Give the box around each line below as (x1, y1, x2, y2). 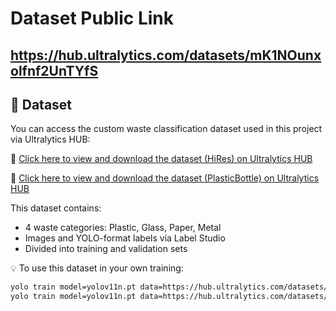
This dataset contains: (10, 202, 102, 214)
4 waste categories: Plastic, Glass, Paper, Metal (24, 222, 222, 234)
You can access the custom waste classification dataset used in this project (10, 123, 323, 135)
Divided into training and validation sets (24, 243, 188, 255)
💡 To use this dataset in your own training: (10, 262, 184, 274)
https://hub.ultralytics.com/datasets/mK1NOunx (10, 47, 322, 64)
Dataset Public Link (10, 7, 174, 30)
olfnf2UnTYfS (10, 62, 99, 79)
